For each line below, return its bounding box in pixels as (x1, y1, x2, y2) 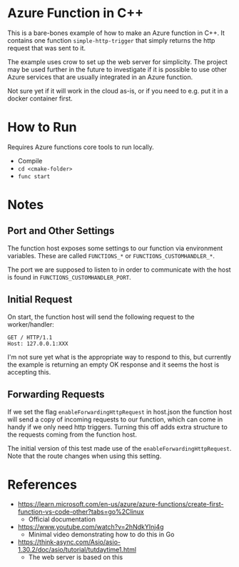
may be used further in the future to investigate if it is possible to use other (7, 65, 227, 73)
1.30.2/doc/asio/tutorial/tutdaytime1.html (17, 546, 137, 554)
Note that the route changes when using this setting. (7, 451, 162, 460)
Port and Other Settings (7, 225, 115, 237)
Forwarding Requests (7, 389, 105, 401)
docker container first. (7, 94, 73, 103)
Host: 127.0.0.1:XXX (7, 340, 69, 347)
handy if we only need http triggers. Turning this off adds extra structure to (7, 422, 228, 431)
